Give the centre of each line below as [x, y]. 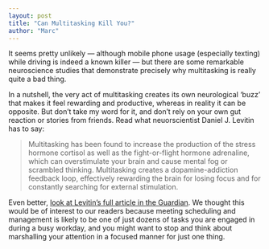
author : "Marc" [34, 31]
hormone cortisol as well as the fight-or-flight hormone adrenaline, [139, 153]
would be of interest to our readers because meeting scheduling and [122, 211]
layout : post [30, 16]
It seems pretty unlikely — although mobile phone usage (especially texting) [134, 54]
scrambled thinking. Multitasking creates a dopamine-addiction [133, 170]
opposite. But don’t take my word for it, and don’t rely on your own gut [125, 112]
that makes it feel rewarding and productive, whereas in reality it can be [127, 103]
